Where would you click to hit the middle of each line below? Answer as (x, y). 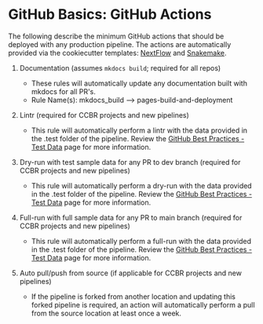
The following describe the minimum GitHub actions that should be (116, 36)
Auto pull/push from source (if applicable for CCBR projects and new (130, 273)
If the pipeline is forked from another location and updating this (133, 297)
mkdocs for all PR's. (64, 91)
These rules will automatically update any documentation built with (139, 83)
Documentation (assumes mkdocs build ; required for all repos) (120, 67)
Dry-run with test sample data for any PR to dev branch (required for (130, 162)
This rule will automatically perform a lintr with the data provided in (139, 130)
